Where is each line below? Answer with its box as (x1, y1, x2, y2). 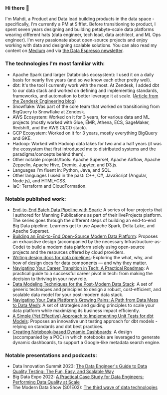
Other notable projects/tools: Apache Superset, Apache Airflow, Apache (12, 156, 161, 162)
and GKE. (12, 135, 32, 141)
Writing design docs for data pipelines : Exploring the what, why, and (12, 254, 153, 260)
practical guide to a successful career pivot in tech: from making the (12, 270, 153, 276)
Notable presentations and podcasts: (5, 352, 97, 359)
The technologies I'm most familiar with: (5, 60, 105, 67)
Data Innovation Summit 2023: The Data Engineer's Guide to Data (12, 363, 148, 369)
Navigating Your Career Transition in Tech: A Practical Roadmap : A (12, 265, 150, 271)
